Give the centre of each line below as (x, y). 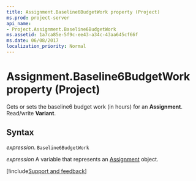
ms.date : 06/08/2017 (33, 40)
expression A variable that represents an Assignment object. (82, 159)
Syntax (20, 133)
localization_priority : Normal (46, 47)
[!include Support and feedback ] (47, 171)
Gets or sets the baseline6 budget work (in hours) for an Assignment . (94, 106)
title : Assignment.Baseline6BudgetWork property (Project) (83, 12)
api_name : (19, 23)
